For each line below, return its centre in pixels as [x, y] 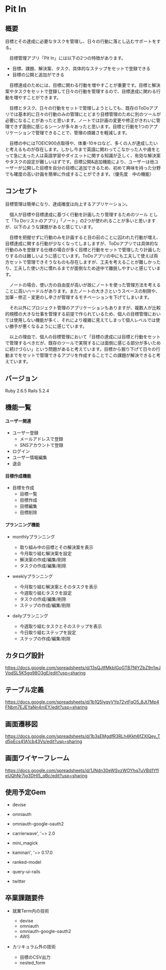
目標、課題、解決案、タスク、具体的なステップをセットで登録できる [81, 68]
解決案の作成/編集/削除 [43, 560]
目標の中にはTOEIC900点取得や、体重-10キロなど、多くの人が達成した [81, 143]
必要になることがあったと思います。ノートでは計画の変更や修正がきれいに [81, 120]
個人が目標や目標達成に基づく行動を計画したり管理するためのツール [79, 214]
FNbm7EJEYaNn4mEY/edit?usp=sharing [46, 707]
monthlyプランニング [34, 536]
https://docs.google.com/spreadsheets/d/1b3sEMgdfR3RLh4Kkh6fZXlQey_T [83, 736]
